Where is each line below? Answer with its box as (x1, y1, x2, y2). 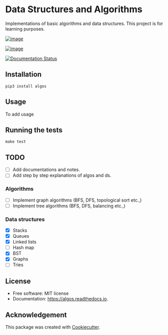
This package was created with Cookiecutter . (5, 324, 100, 330)
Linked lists (12, 239, 37, 245)
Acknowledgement (5, 311, 67, 319)
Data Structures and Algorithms (5, 4, 143, 15)
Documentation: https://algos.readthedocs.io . (12, 296, 108, 302)
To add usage (5, 111, 34, 117)
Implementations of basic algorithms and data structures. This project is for (5, 20, 163, 26)
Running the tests (5, 126, 63, 134)
